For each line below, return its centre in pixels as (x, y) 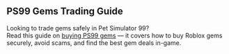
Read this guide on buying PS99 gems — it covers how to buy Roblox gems (114, 35)
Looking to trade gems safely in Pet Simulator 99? (78, 28)
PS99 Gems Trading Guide (65, 11)
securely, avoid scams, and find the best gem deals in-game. (94, 43)
